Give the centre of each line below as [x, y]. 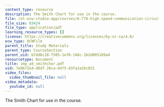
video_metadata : [21, 82]
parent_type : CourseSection [34, 50]
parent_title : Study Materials [37, 46]
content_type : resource [29, 9]
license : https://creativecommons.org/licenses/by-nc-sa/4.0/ [70, 37]
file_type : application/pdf [34, 28]
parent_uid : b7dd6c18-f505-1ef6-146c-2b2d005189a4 [58, 55]
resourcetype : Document [29, 59]
